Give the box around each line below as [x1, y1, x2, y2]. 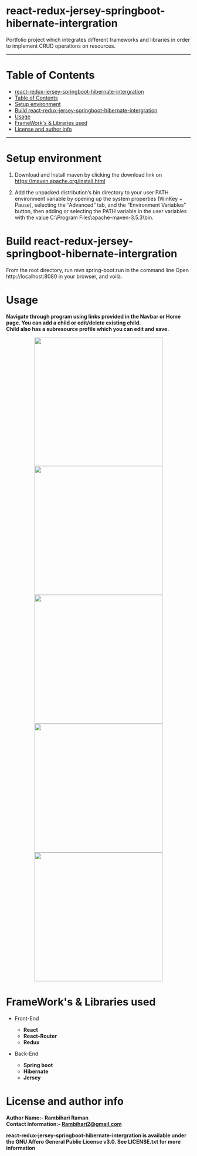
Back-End [14, 1050, 39, 1057]
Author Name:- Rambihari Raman [6, 1114, 89, 1121]
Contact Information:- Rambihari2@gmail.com [6, 1120, 122, 1127]
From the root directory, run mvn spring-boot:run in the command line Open [6, 266, 189, 273]
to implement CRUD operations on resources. [6, 42, 116, 49]
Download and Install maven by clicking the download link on [14, 171, 162, 178]
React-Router [23, 1032, 57, 1039]
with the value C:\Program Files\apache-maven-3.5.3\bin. [14, 214, 154, 221]
